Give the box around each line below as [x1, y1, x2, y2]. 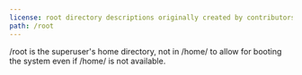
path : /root [9, 21, 54, 30]
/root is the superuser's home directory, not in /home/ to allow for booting [9, 46, 282, 56]
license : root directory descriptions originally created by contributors [9, 12, 296, 22]
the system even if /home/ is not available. [9, 55, 166, 66]
